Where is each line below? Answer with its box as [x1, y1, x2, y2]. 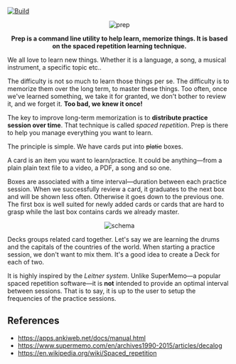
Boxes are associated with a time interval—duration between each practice [7, 178, 227, 186]
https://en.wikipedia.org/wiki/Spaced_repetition [17, 348, 158, 357]
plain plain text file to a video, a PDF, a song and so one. [7, 164, 172, 172]
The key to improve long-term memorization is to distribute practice [7, 114, 208, 122]
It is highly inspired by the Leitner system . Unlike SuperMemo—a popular [7, 272, 221, 280]
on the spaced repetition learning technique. [52, 42, 187, 50]
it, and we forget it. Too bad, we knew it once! [7, 100, 143, 108]
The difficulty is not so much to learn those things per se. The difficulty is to [7, 77, 230, 85]
